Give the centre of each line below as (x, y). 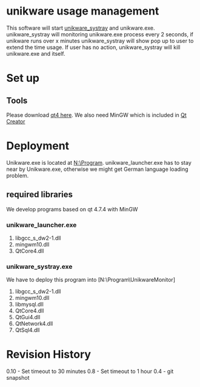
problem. (18, 175)
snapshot (18, 378)
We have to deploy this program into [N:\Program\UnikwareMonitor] (91, 280)
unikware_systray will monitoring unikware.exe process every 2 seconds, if (100, 34)
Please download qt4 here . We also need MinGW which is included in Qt (96, 115)
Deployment (38, 146)
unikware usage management (83, 11)
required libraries (39, 195)
